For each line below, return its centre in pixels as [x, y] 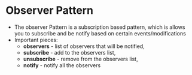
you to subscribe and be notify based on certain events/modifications [100, 33]
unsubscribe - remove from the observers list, [80, 59]
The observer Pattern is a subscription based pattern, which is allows [100, 27]
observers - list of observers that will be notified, [84, 46]
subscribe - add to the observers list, [69, 52]
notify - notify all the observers [62, 65]
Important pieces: [36, 40]
